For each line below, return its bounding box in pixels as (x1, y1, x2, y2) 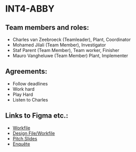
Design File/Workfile (12, 130, 55, 136)
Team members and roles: (5, 23, 89, 32)
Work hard (12, 86, 35, 92)
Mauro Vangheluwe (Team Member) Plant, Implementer (12, 53, 128, 59)
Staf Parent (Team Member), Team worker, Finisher (12, 47, 120, 53)
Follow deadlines (12, 80, 48, 86)
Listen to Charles (12, 96, 48, 103)
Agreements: (5, 67, 48, 76)
